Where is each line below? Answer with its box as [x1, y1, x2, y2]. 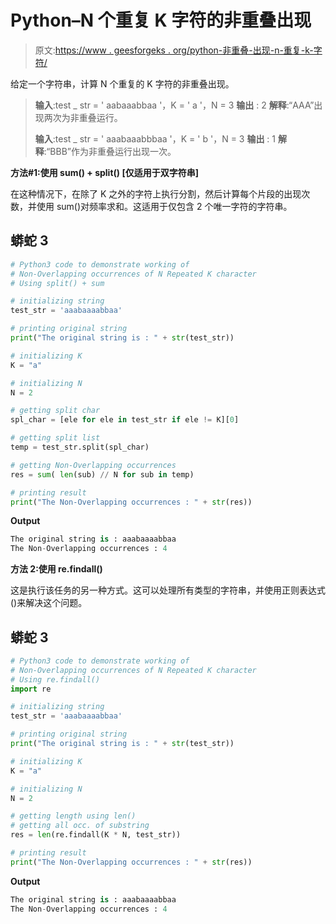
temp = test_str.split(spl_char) [10, 442, 150, 452]
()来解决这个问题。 [10, 597, 88, 609]
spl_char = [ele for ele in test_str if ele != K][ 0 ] [10, 415, 240, 425]
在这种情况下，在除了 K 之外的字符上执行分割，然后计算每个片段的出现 [10, 187, 302, 200]
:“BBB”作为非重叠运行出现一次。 [43, 145, 177, 157]
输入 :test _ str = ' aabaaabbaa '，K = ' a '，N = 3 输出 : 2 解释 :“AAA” [34, 99, 315, 111]
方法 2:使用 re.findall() [10, 563, 103, 575]
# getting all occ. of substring [10, 821, 150, 831]
